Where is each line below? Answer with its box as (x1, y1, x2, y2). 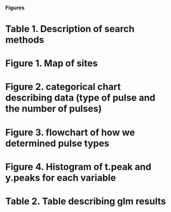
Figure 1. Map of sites (5, 58, 98, 69)
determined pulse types (5, 137, 109, 149)
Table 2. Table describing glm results (5, 196, 166, 207)
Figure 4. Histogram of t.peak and (5, 161, 151, 172)
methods (5, 34, 45, 46)
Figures (5, 4, 25, 11)
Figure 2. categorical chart (5, 81, 121, 93)
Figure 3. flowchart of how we (5, 127, 135, 138)
